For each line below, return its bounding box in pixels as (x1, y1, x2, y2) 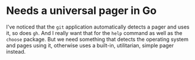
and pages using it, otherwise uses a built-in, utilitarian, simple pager (6, 42, 174, 49)
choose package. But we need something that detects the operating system (6, 36, 189, 43)
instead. (6, 48, 26, 55)
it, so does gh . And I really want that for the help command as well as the (6, 29, 183, 36)
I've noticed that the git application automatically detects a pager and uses (6, 23, 190, 30)
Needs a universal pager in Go (6, 4, 157, 17)
